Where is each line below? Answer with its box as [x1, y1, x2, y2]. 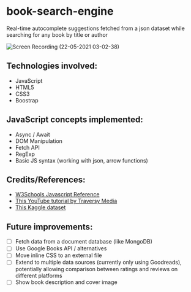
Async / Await [15, 131, 50, 138]
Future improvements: [6, 221, 93, 232]
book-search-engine [6, 4, 114, 18]
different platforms [15, 272, 62, 280]
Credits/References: [6, 174, 86, 185]
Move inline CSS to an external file [15, 252, 102, 259]
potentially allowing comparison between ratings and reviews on [15, 266, 178, 273]
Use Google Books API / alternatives [15, 245, 107, 252]
